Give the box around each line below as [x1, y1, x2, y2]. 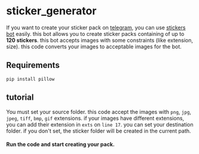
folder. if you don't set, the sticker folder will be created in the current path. [6, 127, 191, 134]
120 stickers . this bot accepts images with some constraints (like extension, [6, 36, 193, 44]
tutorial [6, 93, 34, 103]
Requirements [6, 60, 60, 70]
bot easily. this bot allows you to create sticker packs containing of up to [6, 30, 185, 37]
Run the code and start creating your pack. [6, 141, 115, 148]
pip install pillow [6, 76, 55, 82]
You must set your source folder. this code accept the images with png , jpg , [6, 108, 191, 115]
